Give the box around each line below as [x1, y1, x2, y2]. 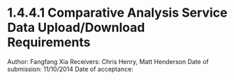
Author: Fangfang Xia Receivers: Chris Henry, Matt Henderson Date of [7, 57, 210, 65]
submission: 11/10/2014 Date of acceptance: [7, 65, 134, 73]
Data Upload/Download [7, 19, 145, 35]
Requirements [7, 35, 91, 50]
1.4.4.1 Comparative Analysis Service [7, 5, 228, 21]
